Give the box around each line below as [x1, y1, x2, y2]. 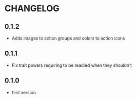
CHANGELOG [4, 3, 59, 14]
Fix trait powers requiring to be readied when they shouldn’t [11, 62, 132, 68]
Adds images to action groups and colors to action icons [11, 35, 125, 41]
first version [11, 89, 36, 95]
